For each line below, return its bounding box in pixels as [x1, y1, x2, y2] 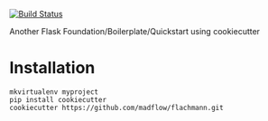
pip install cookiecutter [9, 95, 106, 104]
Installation [9, 58, 96, 79]
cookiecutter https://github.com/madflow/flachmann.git [9, 103, 224, 112]
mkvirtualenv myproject [9, 87, 99, 97]
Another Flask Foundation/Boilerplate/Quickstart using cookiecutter [9, 26, 260, 36]
